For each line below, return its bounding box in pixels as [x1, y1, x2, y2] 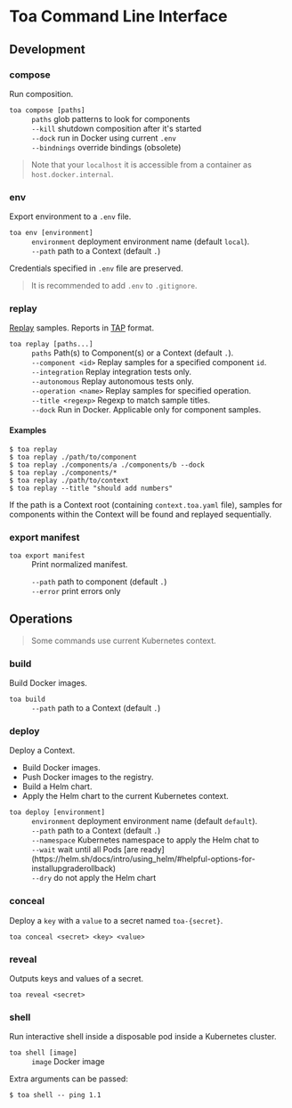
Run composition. [9, 88, 74, 99]
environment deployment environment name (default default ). [31, 816, 258, 827]
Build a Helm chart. [21, 781, 93, 792]
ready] [140, 844, 165, 855]
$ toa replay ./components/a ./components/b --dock [9, 460, 205, 469]
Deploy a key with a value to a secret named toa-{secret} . [9, 915, 223, 925]
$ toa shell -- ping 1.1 [9, 1091, 101, 1100]
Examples [9, 425, 47, 436]
